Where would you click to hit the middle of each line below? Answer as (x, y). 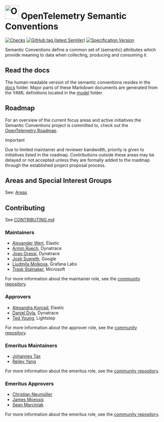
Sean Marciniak (28, 405)
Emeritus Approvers (29, 384)
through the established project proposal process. (56, 165)
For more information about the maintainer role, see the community (73, 279)
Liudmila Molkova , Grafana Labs (45, 264)
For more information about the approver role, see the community (71, 328)
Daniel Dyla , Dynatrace (35, 313)
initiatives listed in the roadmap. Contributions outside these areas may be (80, 154)
